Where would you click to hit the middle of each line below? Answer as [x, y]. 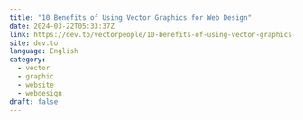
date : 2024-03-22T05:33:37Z [62, 26]
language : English [44, 51]
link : [19, 34]
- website [36, 85]
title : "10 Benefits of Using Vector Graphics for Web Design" [131, 18]
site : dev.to [34, 43]
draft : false [34, 102]
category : [28, 60]
